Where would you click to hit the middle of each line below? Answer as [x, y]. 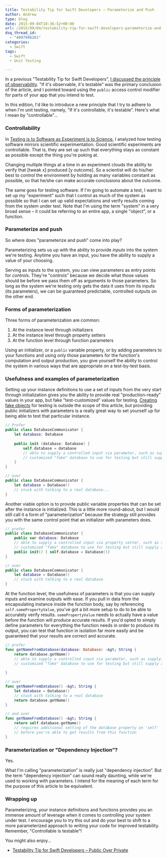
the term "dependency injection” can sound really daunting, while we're [79, 775]
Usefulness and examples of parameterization [62, 379]
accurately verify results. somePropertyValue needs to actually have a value [82, 615]
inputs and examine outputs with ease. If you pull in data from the [72, 599]
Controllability [23, 128]
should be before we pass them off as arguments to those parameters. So [81, 280]
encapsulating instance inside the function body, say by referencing [75, 604]
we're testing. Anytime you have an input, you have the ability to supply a [80, 255]
